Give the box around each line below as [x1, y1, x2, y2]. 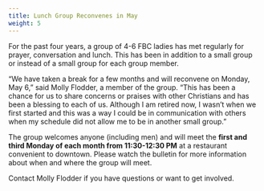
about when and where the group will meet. [8, 157, 152, 167]
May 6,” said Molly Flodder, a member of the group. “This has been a [8, 82, 236, 92]
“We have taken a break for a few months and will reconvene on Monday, [8, 74, 250, 83]
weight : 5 [8, 19, 42, 27]
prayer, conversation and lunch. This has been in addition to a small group [8, 50, 253, 59]
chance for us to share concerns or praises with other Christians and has [8, 91, 250, 100]
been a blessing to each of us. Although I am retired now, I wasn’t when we [8, 100, 257, 109]
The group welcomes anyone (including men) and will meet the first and [8, 132, 247, 141]
